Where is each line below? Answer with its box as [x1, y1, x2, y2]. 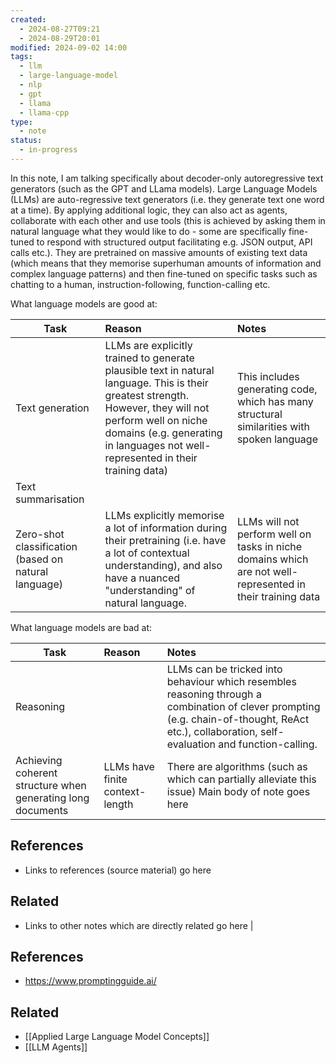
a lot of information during [104, 521, 228, 535]
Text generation [15, 401, 90, 415]
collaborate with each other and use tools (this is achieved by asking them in [10, 214, 326, 226]
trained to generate [104, 351, 195, 365]
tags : [10, 52, 33, 62]
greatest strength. [104, 388, 190, 402]
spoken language [236, 432, 318, 446]
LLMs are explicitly [104, 338, 193, 352]
